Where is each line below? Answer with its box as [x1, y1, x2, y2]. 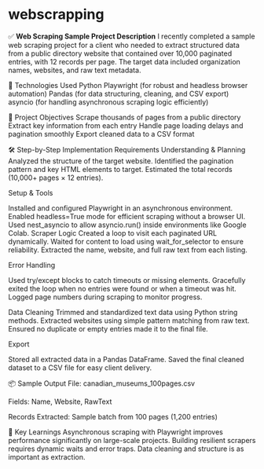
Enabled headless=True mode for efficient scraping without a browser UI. [8, 211, 246, 221]
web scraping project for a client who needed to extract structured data [8, 40, 240, 49]
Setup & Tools [8, 188, 53, 197]
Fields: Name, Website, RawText [8, 397, 112, 406]
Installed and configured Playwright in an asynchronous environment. [8, 203, 233, 213]
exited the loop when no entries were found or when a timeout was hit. [8, 284, 237, 293]
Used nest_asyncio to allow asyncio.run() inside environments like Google [8, 220, 247, 229]
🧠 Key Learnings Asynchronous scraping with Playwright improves [8, 427, 224, 437]
